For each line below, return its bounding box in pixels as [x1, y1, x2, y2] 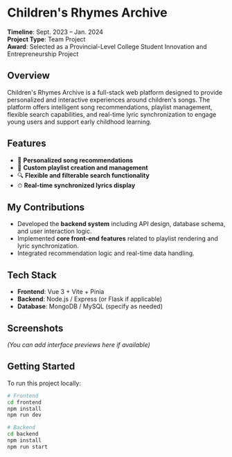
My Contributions [7, 201, 85, 213]
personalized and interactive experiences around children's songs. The [7, 95, 211, 104]
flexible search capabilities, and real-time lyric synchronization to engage [7, 110, 217, 118]
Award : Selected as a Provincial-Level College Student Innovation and [7, 42, 208, 50]
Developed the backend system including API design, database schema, [17, 220, 226, 228]
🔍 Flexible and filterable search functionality [17, 171, 150, 179]
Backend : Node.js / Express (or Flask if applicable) [17, 295, 163, 304]
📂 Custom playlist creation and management [17, 163, 148, 171]
